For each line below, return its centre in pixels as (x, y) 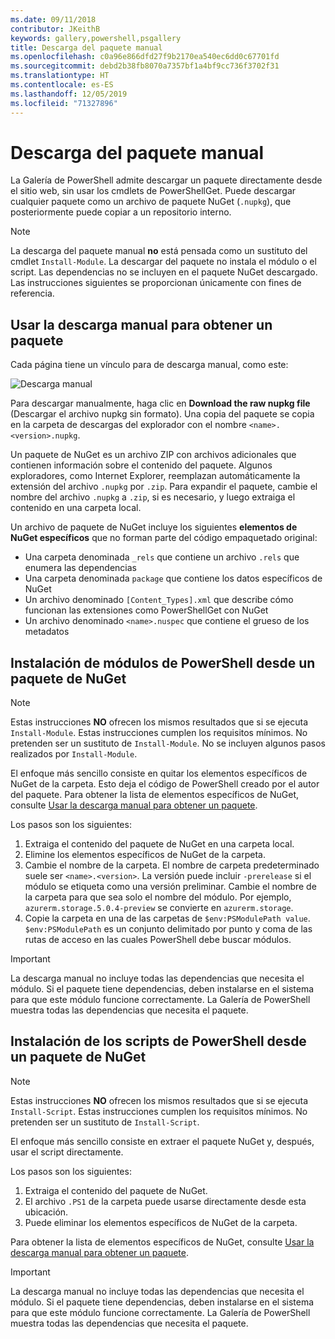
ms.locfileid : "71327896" (64, 103)
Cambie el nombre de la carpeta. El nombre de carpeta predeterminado (172, 865)
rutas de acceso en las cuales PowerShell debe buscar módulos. (158, 940)
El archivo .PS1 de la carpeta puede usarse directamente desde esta (165, 1201)
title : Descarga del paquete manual (86, 47)
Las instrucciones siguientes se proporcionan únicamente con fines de (156, 283)
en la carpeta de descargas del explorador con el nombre (128, 425)
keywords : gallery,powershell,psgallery (96, 38)
